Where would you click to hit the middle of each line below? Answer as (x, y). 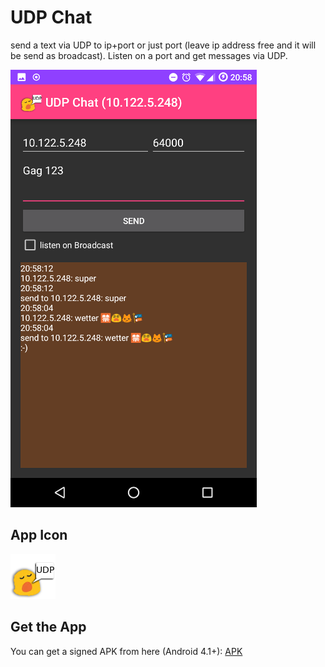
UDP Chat (51, 17)
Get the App (48, 627)
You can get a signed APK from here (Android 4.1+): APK (126, 651)
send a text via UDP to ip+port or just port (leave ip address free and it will (163, 45)
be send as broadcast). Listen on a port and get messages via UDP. (149, 55)
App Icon (39, 535)
